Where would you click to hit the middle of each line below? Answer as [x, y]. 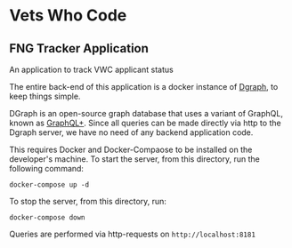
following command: [47, 168]
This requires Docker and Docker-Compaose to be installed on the [131, 149]
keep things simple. [45, 96]
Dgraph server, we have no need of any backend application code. [131, 132]
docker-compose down [48, 218]
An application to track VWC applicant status [91, 69]
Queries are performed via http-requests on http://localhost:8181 [133, 234]
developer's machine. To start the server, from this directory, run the [134, 159]
